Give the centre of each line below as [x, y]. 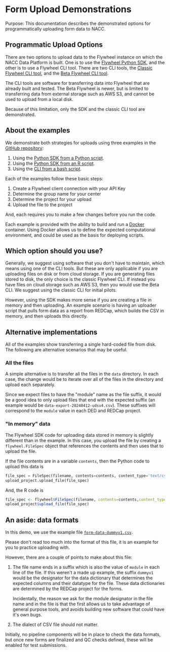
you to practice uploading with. [37, 547]
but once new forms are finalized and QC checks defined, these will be [79, 640]
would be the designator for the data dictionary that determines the [82, 578]
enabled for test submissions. [36, 645]
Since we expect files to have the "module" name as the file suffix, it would [83, 395]
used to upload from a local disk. [39, 99]
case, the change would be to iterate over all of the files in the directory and [84, 379]
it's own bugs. [27, 615]
